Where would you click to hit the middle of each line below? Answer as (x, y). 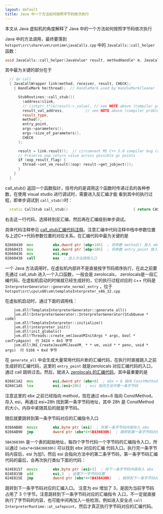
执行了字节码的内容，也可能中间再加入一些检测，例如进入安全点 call (74, 500)
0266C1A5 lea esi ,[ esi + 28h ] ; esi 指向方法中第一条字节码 (72, 386)
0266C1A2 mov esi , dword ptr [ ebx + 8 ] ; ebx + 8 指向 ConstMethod (81, 381)
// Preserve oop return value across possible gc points (77, 155)
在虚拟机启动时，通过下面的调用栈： (41, 301)
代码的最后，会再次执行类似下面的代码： (45, 460)
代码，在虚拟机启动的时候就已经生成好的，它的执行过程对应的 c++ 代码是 (82, 280)
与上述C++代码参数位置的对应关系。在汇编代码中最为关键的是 (67, 236)
